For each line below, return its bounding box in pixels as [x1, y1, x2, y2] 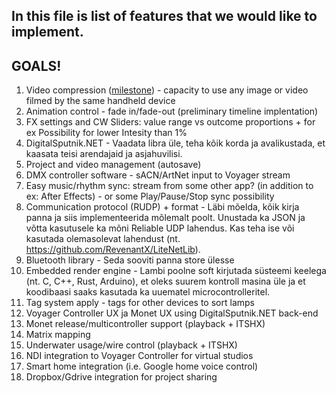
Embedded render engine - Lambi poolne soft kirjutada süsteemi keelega [25, 265, 327, 277]
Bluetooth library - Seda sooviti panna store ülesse [25, 254, 235, 266]
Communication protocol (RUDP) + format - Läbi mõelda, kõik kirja [25, 201, 300, 213]
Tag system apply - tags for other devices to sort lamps [25, 297, 255, 309]
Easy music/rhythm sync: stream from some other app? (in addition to [25, 180, 314, 192]
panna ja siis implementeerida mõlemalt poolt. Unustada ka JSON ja [25, 212, 306, 224]
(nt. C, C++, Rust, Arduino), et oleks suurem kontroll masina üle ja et [25, 275, 306, 288]
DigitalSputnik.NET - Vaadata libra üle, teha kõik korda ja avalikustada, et [25, 137, 326, 149]
